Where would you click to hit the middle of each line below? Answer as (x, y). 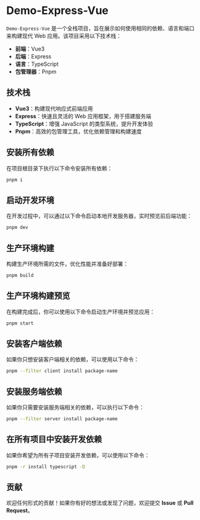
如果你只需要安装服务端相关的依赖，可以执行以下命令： (75, 407)
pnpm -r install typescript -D (46, 466)
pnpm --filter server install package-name (62, 419)
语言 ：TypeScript (37, 64)
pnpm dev (17, 228)
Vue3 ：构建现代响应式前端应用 (54, 108)
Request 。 (20, 511)
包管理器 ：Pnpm (35, 71)
